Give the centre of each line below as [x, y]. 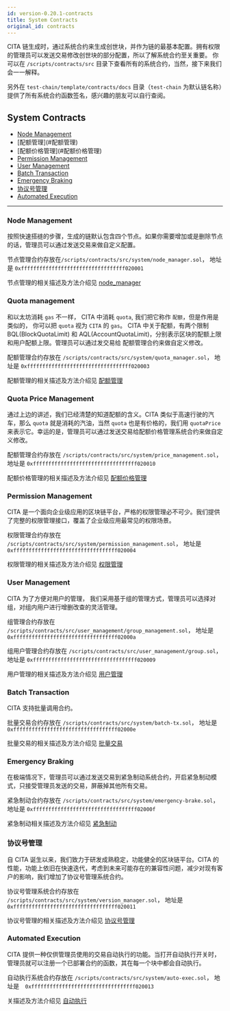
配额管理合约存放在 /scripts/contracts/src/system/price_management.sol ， [115, 455]
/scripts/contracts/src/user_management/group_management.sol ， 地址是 [111, 630]
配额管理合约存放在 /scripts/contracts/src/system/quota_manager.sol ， [110, 357]
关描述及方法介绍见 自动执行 [47, 1001]
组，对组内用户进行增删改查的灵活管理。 [64, 607]
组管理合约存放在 [31, 622]
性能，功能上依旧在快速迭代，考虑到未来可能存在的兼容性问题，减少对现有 [112, 868]
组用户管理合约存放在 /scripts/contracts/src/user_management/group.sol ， [115, 650]
